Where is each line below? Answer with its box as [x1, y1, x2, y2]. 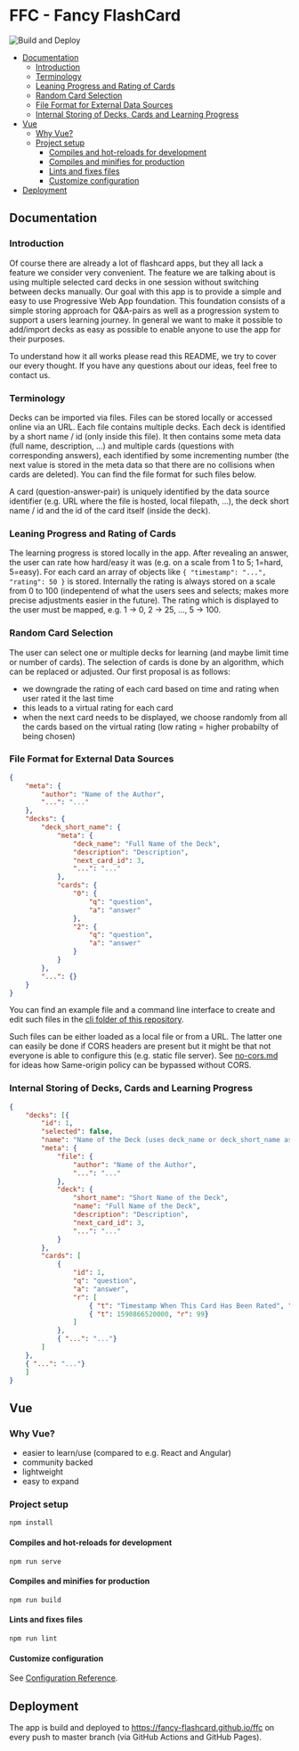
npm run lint [9, 1634, 58, 1643]
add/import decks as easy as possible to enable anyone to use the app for [9, 324, 281, 334]
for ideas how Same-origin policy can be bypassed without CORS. [9, 1060, 252, 1071]
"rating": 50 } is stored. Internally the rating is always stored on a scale [9, 576, 276, 587]
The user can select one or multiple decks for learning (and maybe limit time [9, 647, 289, 658]
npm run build [9, 1595, 62, 1605]
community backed [21, 1457, 93, 1467]
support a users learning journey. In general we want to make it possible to [9, 314, 283, 325]
